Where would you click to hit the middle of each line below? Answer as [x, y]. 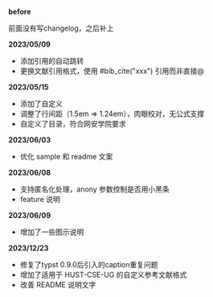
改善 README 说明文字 [58, 285]
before [20, 12]
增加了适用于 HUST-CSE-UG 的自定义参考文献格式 [103, 274]
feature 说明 [40, 199]
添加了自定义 [41, 103]
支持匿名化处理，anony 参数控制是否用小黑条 [95, 189]
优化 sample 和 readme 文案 [66, 157]
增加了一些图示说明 [52, 232]
